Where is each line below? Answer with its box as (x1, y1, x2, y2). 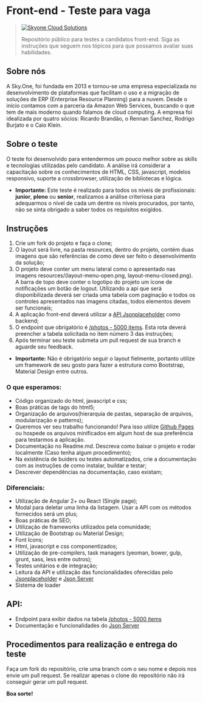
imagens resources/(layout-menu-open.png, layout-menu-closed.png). (15, 272, 193, 279)
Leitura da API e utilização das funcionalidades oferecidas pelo (15, 568, 173, 576)
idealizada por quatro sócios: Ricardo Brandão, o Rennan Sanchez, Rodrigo (6, 115, 194, 122)
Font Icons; (15, 536, 44, 543)
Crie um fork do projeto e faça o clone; (15, 239, 112, 247)
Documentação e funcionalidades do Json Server (15, 622, 140, 629)
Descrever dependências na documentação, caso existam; (15, 468, 163, 475)
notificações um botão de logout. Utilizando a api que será (15, 285, 162, 292)
